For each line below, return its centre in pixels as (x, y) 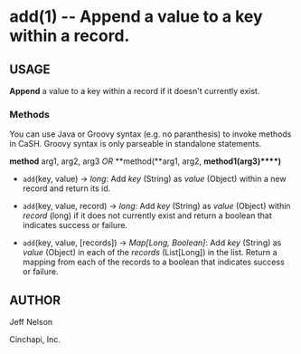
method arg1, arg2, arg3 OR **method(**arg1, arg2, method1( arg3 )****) (146, 161)
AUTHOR (35, 300)
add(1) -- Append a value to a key (136, 17)
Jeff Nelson (31, 322)
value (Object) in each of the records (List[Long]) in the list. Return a (150, 253)
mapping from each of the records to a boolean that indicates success (153, 262)
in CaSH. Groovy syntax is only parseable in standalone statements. (136, 144)
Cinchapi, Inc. (35, 340)
